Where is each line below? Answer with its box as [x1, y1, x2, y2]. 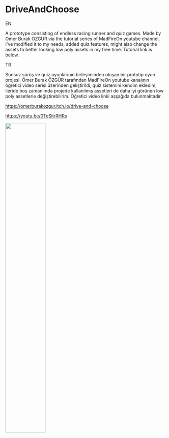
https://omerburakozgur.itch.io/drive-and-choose [5, 103, 109, 109]
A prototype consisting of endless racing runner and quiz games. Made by [5, 30, 161, 36]
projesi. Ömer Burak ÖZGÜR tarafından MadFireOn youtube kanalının [5, 77, 149, 83]
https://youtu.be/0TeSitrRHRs [5, 113, 67, 119]
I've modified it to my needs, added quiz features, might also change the [5, 41, 157, 47]
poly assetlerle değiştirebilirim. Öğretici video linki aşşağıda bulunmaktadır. [5, 93, 162, 99]
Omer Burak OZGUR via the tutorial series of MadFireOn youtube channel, [5, 36, 160, 42]
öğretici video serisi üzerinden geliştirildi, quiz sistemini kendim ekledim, [5, 82, 157, 88]
